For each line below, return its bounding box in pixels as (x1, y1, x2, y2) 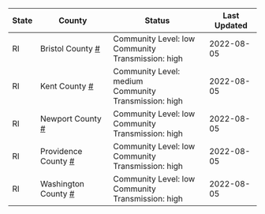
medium (113, 76, 144, 86)
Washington (39, 178, 85, 189)
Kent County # (39, 81, 94, 92)
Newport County (39, 114, 103, 124)
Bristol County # (39, 43, 100, 54)
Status (144, 15, 170, 26)
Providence (39, 146, 83, 156)
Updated (214, 20, 248, 31)
